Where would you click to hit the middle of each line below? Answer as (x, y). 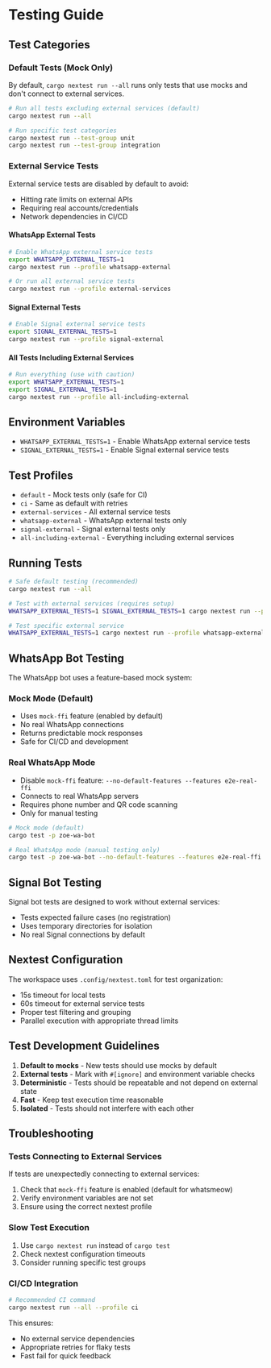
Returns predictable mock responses (81, 733)
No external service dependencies (77, 1338)
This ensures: (31, 1323)
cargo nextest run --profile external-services (90, 289)
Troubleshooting (51, 1134)
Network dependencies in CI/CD (74, 216)
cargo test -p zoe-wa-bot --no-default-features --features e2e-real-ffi (135, 857)
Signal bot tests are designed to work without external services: (114, 902)
